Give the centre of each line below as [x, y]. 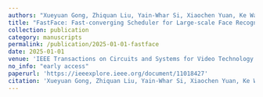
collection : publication [49, 30]
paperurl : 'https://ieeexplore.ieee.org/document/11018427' [108, 74]
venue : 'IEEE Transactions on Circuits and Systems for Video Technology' [133, 59]
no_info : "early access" [49, 66]
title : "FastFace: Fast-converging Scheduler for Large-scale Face [121, 23]
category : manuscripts [45, 37]
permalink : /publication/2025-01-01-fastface [83, 45]
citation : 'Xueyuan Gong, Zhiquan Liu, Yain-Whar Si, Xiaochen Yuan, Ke [129, 81]
